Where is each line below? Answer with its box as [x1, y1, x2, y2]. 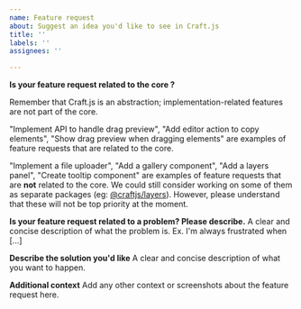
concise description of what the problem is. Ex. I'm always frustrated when [9, 226, 287, 237]
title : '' [9, 30, 47, 39]
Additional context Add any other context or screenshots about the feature [9, 280, 289, 291]
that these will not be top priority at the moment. [9, 199, 189, 210]
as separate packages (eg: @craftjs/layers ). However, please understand [9, 189, 280, 200]
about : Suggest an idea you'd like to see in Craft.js [9, 22, 220, 31]
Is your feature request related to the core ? [9, 79, 176, 90]
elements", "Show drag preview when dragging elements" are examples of [9, 133, 287, 144]
